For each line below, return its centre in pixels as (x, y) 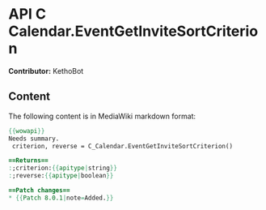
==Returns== (28, 161)
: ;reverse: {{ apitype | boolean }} (61, 176)
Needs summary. (34, 139)
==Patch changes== (39, 191)
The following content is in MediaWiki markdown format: (102, 116)
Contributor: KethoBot (46, 71)
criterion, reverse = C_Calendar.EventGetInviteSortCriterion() (122, 146)
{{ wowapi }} (27, 131)
